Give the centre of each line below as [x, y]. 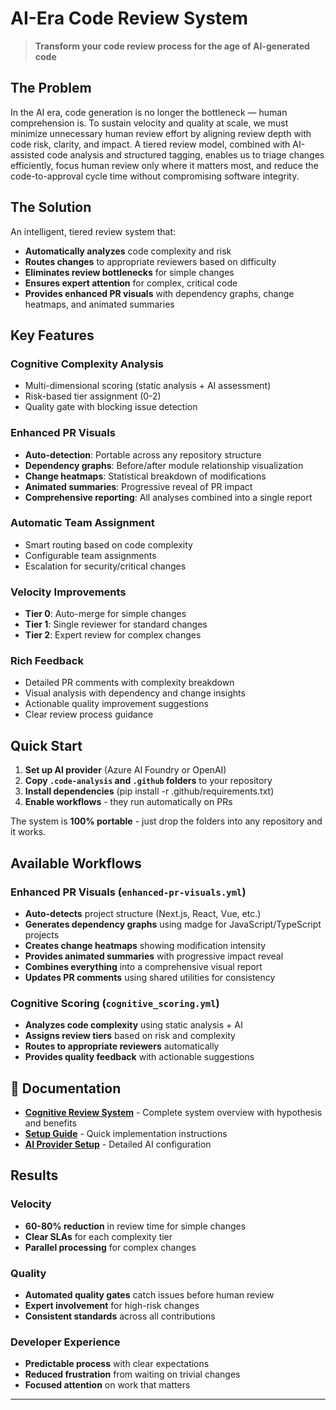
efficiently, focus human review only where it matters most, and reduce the [164, 165]
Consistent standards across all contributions [120, 1316]
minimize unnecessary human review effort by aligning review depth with [161, 133]
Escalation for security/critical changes [105, 566]
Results [34, 1175]
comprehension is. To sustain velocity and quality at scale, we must [149, 123]
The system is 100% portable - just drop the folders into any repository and [166, 821]
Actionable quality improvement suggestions [116, 704]
